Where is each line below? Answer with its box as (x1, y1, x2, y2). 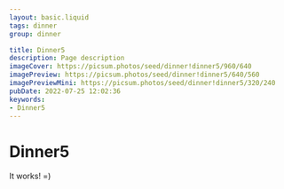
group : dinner (9, 29, 62, 38)
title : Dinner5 (9, 45, 66, 54)
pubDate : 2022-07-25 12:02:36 (9, 86, 122, 96)
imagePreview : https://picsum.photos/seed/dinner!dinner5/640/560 (9, 70, 260, 80)
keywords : (9, 95, 46, 104)
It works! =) (9, 170, 51, 182)
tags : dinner (9, 21, 58, 30)
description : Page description (9, 54, 125, 63)
